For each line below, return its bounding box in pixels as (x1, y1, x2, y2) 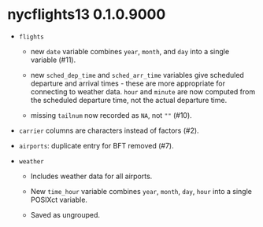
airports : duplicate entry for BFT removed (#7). (18, 141, 174, 150)
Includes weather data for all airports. (30, 171, 153, 181)
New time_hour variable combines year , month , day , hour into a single (30, 186, 253, 196)
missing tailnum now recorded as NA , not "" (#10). (30, 110, 192, 119)
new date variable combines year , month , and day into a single (30, 46, 230, 56)
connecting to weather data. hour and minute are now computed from (30, 86, 256, 96)
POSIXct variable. (30, 195, 88, 204)
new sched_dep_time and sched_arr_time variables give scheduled (30, 70, 245, 79)
